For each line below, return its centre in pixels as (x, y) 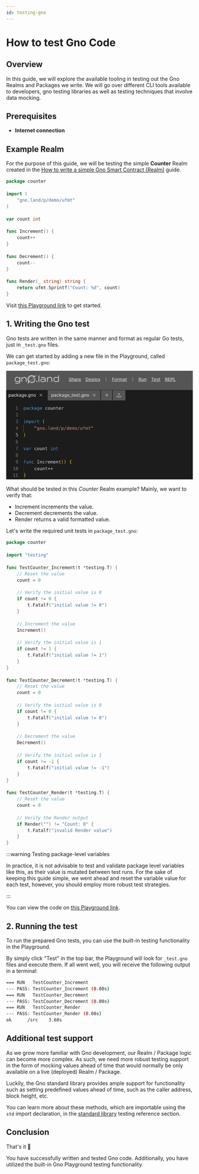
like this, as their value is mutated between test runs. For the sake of (89, 872)
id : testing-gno (26, 12)
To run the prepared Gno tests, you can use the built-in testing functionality (98, 940)
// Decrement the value (46, 736)
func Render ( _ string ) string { (46, 282)
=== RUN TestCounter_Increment (47, 982)
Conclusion (28, 1132)
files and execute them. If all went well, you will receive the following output (98, 965)
